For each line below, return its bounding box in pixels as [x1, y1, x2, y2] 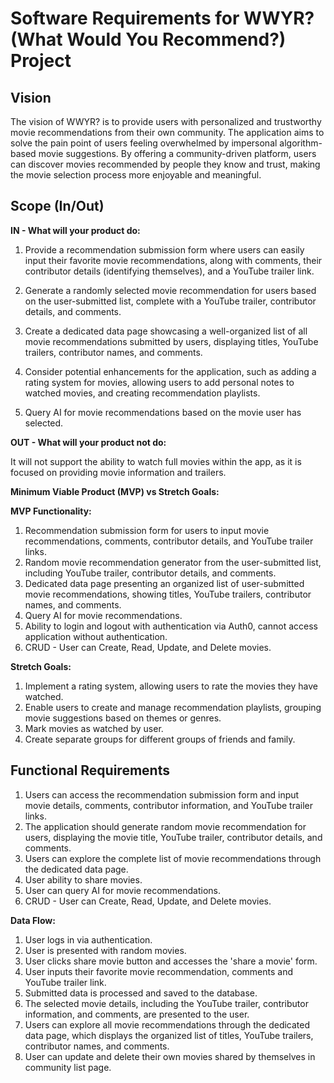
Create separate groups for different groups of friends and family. [24, 733, 296, 745]
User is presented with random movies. [24, 944, 187, 956]
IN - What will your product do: [10, 224, 141, 236]
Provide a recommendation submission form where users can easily [24, 243, 305, 256]
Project [10, 50, 72, 72]
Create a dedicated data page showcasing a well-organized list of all [24, 325, 308, 337]
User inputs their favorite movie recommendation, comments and [24, 965, 293, 977]
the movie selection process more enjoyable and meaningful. [10, 169, 262, 181]
